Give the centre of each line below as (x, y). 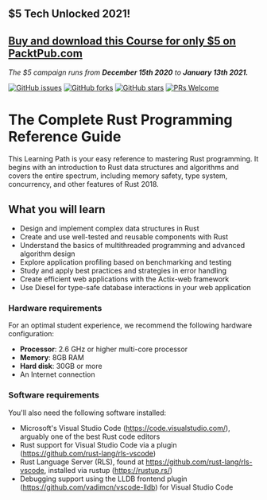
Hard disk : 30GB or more (61, 366)
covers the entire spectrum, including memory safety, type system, (118, 176)
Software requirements (54, 395)
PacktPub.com (46, 53)
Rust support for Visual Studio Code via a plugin (98, 444)
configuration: (31, 334)
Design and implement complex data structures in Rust (109, 228)
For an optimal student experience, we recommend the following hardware (130, 325)
